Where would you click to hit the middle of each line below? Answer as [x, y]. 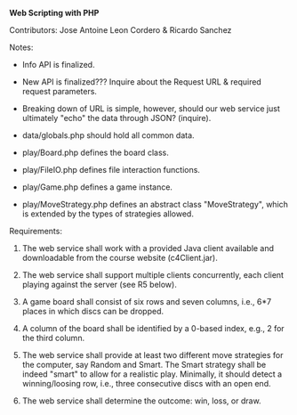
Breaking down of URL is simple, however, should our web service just [151, 109]
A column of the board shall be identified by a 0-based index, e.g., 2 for [153, 328]
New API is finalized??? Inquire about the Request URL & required [142, 82]
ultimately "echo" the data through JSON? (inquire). [116, 118]
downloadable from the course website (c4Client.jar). [120, 258]
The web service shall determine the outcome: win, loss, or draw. [141, 401]
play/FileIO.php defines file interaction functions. [111, 170]
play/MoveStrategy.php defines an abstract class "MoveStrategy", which [155, 204]
